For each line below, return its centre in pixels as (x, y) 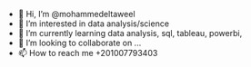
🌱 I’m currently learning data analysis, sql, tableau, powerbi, (130, 33)
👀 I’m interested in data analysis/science (94, 24)
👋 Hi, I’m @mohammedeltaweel (76, 14)
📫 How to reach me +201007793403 (88, 53)
